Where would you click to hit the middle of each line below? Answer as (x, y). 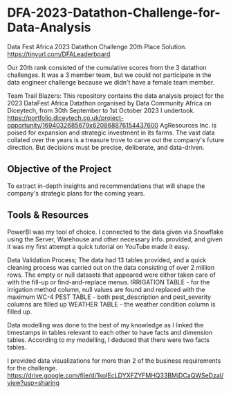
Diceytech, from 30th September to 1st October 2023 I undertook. (101, 110)
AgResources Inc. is (188, 125)
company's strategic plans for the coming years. (76, 193)
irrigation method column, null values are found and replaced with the (106, 289)
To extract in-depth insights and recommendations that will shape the (106, 186)
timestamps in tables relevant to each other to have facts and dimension (110, 332)
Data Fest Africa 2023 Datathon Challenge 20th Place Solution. (97, 46)
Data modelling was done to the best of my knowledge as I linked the (105, 325)
